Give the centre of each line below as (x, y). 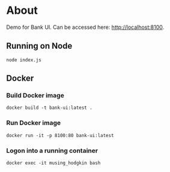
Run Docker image (34, 123)
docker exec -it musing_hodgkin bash (53, 163)
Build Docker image (35, 96)
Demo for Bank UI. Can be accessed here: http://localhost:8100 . (85, 27)
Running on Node (39, 46)
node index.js (24, 60)
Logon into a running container (52, 150)
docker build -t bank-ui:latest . (50, 108)
